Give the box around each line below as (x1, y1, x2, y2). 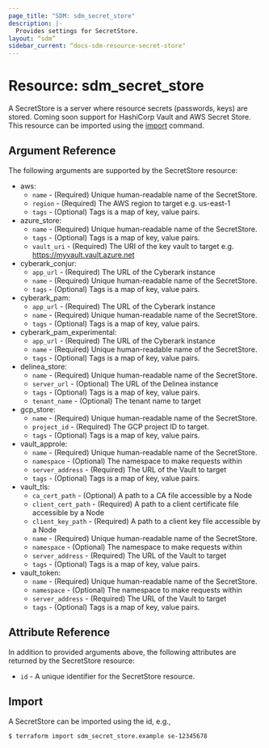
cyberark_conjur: (19, 258, 77, 268)
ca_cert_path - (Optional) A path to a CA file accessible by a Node (32, 490, 253, 500)
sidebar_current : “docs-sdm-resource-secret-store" (8, 42, 186, 50)
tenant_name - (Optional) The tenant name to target (32, 395, 202, 405)
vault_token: (19, 568, 61, 577)
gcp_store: (19, 404, 56, 414)
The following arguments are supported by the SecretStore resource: (8, 165, 238, 175)
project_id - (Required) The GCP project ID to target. (32, 421, 210, 431)
